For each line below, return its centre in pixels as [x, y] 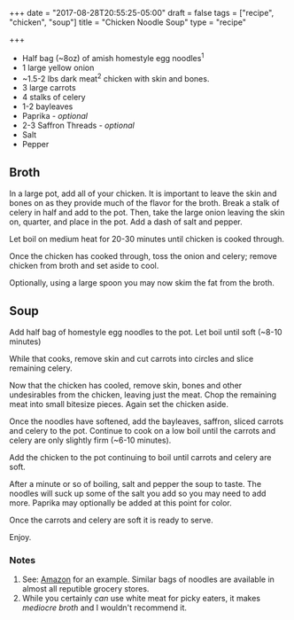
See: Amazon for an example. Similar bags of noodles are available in [148, 579]
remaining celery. [41, 368]
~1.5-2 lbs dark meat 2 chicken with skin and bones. [116, 77]
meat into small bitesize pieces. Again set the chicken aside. [119, 404]
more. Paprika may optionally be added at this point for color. [120, 502]
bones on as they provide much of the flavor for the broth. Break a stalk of [144, 203]
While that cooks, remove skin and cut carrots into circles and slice [132, 358]
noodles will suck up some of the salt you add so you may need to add [138, 493]
